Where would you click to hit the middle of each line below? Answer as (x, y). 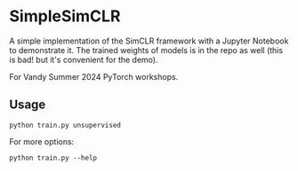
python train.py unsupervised (65, 125)
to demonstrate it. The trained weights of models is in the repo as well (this (146, 50)
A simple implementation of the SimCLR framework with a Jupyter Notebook (149, 41)
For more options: (42, 141)
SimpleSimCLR (65, 16)
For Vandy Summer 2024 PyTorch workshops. (94, 76)
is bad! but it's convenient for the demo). (84, 59)
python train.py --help (53, 158)
